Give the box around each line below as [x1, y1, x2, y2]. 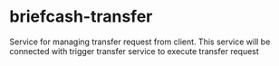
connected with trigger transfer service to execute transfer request [9, 45, 260, 56]
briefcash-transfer [9, 6, 153, 27]
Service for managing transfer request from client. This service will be [9, 36, 271, 47]
